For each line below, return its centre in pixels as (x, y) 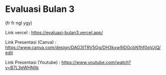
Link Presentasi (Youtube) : (33, 62)
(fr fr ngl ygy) (19, 23)
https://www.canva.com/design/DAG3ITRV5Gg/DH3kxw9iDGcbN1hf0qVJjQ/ (83, 47)
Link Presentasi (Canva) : (31, 42)
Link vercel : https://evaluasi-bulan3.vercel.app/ (54, 32)
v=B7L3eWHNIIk (22, 68)
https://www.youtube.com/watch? (96, 62)
